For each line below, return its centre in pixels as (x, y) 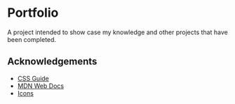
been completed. (32, 39)
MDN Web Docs (41, 86)
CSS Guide (33, 78)
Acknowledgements (52, 62)
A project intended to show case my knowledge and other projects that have (117, 32)
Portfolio (33, 13)
